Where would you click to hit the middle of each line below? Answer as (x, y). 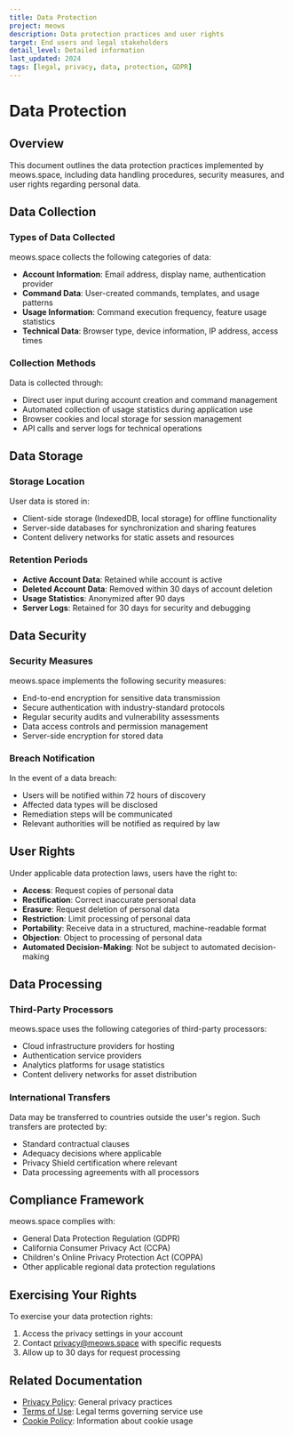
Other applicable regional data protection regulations (119, 1267)
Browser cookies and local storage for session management (132, 418)
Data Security (48, 636)
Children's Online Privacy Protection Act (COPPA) (113, 1258)
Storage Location (47, 481)
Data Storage (46, 456)
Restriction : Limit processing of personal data (106, 918)
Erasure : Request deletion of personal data (101, 909)
